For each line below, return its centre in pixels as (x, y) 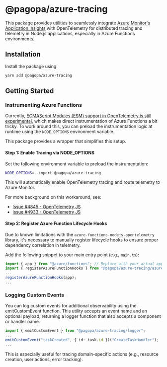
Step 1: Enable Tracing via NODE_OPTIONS (50, 152)
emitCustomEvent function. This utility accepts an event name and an (76, 311)
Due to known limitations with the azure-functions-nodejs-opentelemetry (80, 234)
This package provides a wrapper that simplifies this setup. (66, 141)
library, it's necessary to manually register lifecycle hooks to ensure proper (82, 240)
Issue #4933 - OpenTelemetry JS (46, 212)
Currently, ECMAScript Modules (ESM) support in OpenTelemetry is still (78, 116)
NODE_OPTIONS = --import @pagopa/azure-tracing (53, 173)
